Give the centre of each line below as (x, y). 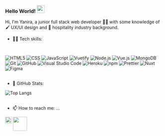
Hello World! (21, 11)
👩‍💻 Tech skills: (27, 39)
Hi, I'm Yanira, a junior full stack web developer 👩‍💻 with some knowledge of (82, 22)
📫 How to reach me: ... (36, 108)
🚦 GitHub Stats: (28, 84)
